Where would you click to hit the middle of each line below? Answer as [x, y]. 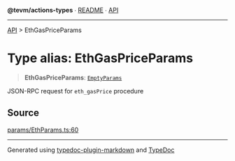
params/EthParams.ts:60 [43, 130]
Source [23, 113]
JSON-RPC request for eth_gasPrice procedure [76, 91]
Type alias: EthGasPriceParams [100, 58]
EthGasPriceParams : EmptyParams [73, 77]
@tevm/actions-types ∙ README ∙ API [63, 10]
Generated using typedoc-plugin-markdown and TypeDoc [91, 150]
